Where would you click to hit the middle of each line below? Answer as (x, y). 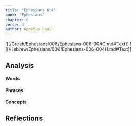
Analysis (20, 66)
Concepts (16, 102)
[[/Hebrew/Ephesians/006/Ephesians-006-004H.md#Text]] (69, 49)
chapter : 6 (17, 20)
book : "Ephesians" (25, 15)
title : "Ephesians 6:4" (31, 10)
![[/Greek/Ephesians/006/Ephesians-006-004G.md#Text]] (67, 44)
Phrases (14, 90)
